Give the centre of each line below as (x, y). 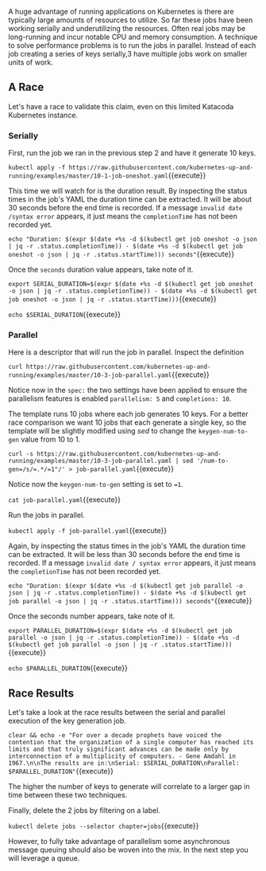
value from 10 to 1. (51, 439)
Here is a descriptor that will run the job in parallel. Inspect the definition (126, 352)
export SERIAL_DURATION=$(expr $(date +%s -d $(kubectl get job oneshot (131, 284)
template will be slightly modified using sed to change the (102, 431)
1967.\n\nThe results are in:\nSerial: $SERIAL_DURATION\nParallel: (124, 763)
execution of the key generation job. (67, 721)
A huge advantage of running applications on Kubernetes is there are (121, 12)
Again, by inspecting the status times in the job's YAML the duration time (127, 546)
